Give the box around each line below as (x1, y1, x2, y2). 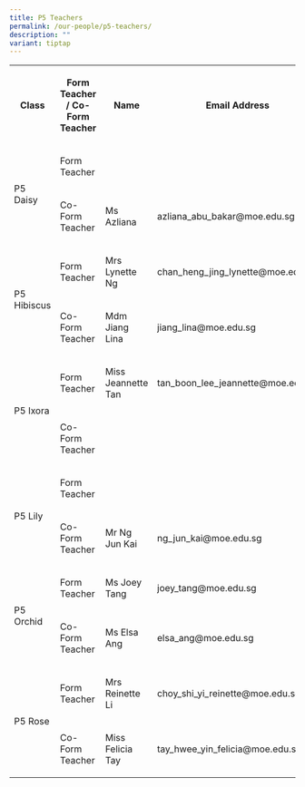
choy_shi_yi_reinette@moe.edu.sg (157, 687, 301, 700)
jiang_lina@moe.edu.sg (157, 321, 257, 334)
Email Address (205, 99, 270, 112)
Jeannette (104, 377, 149, 390)
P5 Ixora (14, 404, 50, 417)
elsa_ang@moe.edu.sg (157, 632, 254, 645)
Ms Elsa (104, 627, 139, 639)
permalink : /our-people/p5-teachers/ (9, 22, 152, 31)
